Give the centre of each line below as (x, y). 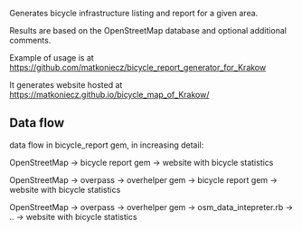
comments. (30, 40)
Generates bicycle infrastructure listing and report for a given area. (134, 13)
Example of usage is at (52, 58)
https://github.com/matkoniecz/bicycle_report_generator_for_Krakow (138, 67)
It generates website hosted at (66, 85)
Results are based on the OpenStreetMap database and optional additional (148, 30)
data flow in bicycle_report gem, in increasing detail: (107, 145)
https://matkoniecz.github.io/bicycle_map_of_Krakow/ (109, 95)
